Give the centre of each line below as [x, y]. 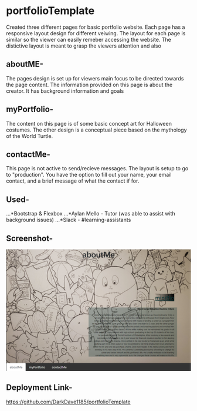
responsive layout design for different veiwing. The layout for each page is [96, 33]
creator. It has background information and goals [65, 91]
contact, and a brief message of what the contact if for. [73, 181]
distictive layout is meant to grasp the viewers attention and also [84, 46]
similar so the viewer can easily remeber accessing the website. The [89, 39]
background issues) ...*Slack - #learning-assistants [69, 220]
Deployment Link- [39, 388]
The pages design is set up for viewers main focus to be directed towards [95, 78]
